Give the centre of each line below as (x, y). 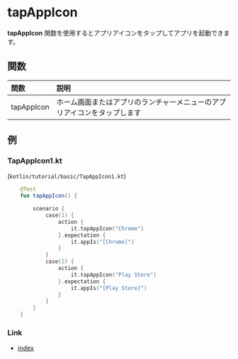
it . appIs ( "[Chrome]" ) (102, 242)
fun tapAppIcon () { (49, 196)
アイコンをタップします (102, 112)
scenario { (49, 209)
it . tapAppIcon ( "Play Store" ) (114, 274)
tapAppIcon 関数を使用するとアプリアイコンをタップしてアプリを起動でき (116, 33)
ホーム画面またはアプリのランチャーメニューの (134, 102)
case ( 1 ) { (59, 215)
